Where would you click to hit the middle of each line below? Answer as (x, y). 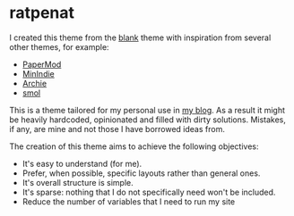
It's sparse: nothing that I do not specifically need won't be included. (149, 192)
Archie (35, 83)
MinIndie (39, 73)
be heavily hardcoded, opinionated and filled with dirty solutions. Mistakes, (148, 120)
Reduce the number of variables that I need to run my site (129, 201)
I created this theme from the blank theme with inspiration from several (140, 37)
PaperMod (42, 64)
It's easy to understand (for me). (82, 163)
